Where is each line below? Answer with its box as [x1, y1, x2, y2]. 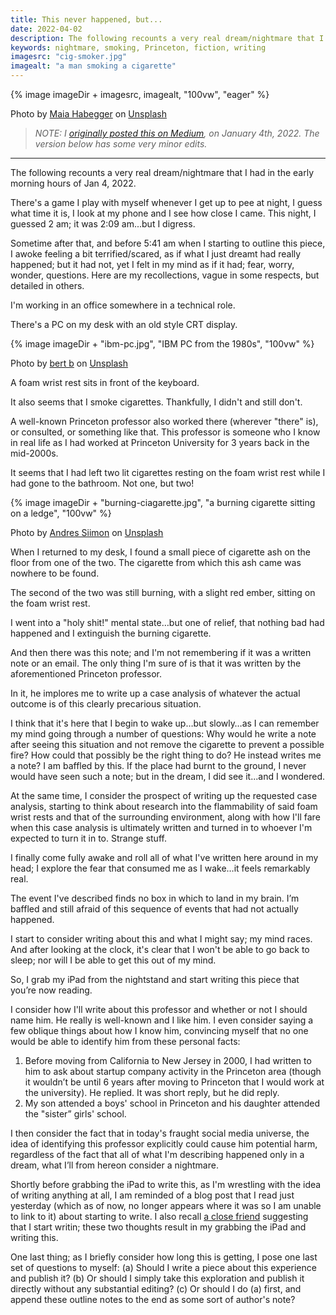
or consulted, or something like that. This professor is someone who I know [10, 426, 321, 438]
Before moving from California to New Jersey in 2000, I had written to [24, 1055, 312, 1066]
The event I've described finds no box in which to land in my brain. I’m [10, 892, 300, 904]
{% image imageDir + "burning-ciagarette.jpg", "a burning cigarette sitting [10, 497, 316, 508]
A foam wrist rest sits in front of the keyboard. [10, 377, 200, 388]
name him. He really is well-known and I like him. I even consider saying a [10, 1014, 314, 1026]
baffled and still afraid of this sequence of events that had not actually [10, 903, 299, 915]
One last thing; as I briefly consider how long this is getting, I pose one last [10, 1251, 318, 1263]
